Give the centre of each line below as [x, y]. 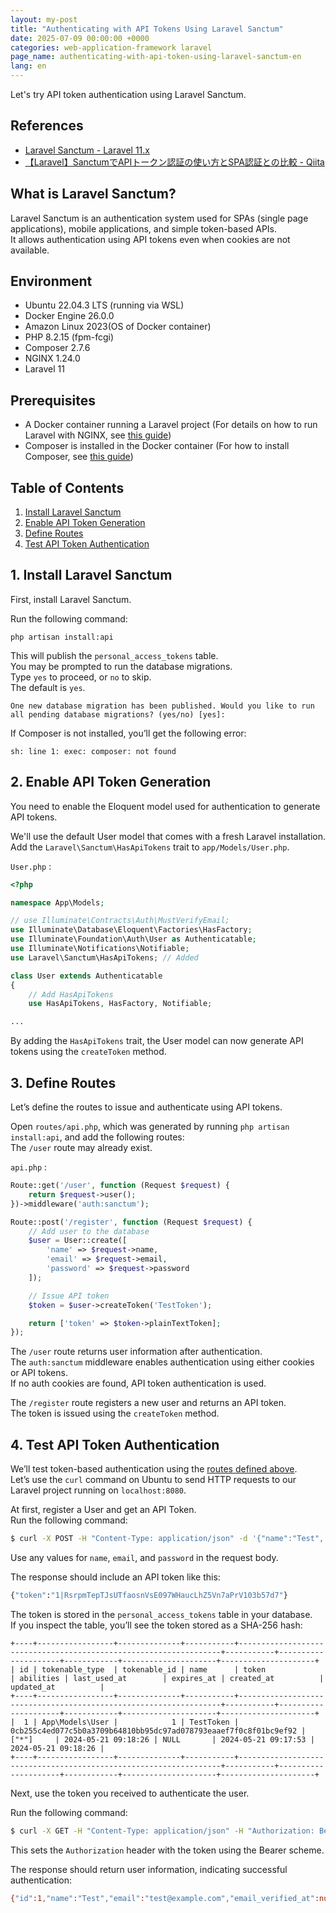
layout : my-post [44, 19]
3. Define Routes [63, 1082]
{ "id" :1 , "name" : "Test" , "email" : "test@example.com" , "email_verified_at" [162, 1898]
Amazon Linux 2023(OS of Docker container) [118, 327]
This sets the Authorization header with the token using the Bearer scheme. [167, 1850]
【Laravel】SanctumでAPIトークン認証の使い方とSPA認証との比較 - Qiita [174, 162]
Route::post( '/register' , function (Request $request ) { [131, 1222]
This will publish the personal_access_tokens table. [114, 655]
